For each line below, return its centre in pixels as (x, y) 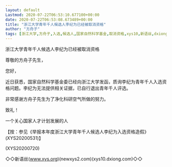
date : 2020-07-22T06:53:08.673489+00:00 (49, 19)
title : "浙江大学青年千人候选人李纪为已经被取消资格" (56, 24)
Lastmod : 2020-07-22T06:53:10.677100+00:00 (52, 15)
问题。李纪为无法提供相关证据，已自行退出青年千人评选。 (70, 88)
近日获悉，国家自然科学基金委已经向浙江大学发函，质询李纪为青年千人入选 (84, 82)
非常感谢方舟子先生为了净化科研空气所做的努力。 (57, 99)
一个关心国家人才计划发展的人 (37, 121)
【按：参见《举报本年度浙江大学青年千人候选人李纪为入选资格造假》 (77, 132)
